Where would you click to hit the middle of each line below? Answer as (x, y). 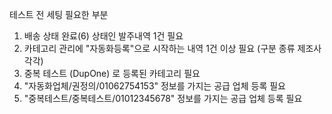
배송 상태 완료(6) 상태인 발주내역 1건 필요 (103, 36)
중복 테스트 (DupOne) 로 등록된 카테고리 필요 (112, 73)
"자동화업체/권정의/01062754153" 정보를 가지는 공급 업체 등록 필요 (155, 86)
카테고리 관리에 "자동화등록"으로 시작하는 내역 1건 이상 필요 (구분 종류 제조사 (172, 48)
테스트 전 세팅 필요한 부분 (59, 14)
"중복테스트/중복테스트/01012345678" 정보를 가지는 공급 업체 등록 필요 (163, 98)
